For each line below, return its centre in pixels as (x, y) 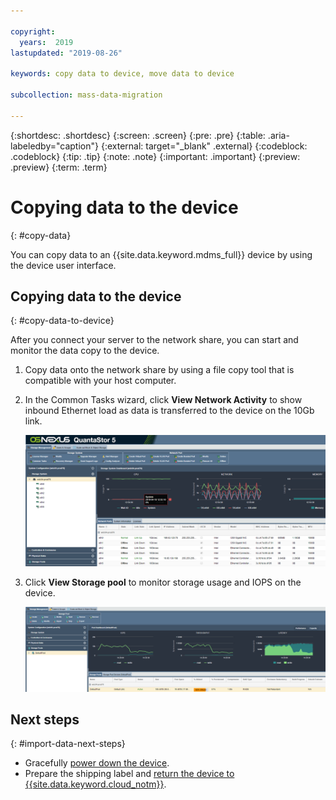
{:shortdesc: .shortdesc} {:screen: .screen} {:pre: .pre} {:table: (138, 135)
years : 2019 (46, 42)
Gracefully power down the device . (97, 763)
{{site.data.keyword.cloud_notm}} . (95, 784)
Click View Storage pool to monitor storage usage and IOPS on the (163, 582)
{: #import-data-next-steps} (68, 744)
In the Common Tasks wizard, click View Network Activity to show (163, 400)
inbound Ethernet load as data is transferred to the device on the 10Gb (169, 411)
